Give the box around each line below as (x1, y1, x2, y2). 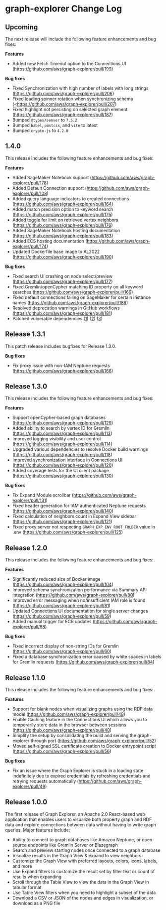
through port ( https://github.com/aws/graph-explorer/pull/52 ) (30, 738, 156, 744)
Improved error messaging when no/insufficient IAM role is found (12, 597, 146, 603)
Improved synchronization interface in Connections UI (12, 457, 123, 463)
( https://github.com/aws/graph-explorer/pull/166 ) (12, 368, 113, 374)
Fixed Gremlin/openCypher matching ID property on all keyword (12, 283, 143, 289)
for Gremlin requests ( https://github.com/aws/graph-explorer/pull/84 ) (12, 659, 155, 665)
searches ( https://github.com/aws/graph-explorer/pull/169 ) (12, 289, 133, 295)
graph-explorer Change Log (5, 3, 122, 14)
